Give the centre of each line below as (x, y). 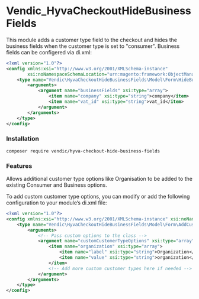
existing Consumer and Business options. (57, 185)
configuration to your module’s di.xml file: (57, 203)
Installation (23, 139)
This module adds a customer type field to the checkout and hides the (92, 40)
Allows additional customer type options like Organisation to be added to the (99, 179)
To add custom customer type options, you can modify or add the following (98, 197)
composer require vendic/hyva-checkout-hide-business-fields (83, 151)
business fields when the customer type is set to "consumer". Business (93, 46)
